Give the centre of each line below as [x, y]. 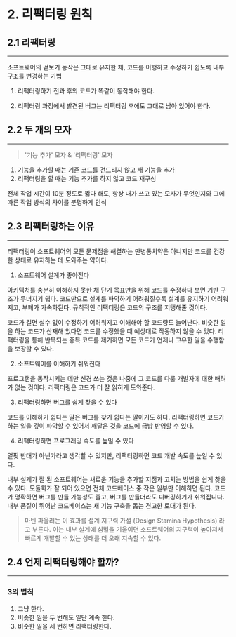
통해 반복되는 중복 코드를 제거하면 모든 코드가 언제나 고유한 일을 [118, 340]
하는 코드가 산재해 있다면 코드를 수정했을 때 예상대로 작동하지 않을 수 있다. [116, 331]
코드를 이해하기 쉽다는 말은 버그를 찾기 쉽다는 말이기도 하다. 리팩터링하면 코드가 [116, 417]
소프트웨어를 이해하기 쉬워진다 [59, 363]
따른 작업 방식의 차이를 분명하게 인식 [57, 202]
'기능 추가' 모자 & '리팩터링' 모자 [68, 154]
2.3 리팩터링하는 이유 [51, 226]
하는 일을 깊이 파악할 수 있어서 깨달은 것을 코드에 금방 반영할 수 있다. [101, 426]
